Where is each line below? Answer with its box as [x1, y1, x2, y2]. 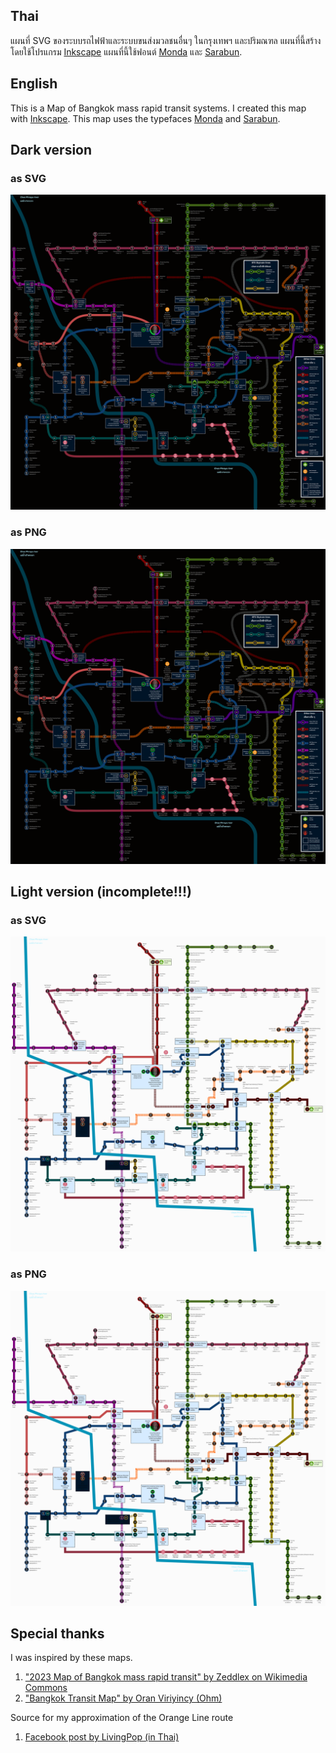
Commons [24, 1682, 68, 1694]
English [10, 75, 58, 93]
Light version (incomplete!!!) [10, 884, 192, 900]
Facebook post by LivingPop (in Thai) [24, 1731, 180, 1743]
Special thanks [10, 1625, 105, 1642]
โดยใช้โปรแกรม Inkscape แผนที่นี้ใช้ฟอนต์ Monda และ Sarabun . [10, 45, 243, 58]
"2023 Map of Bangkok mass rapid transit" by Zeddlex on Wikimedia [24, 1671, 308, 1683]
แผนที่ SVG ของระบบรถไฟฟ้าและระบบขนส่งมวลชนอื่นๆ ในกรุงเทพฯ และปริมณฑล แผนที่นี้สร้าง [10, 34, 322, 46]
